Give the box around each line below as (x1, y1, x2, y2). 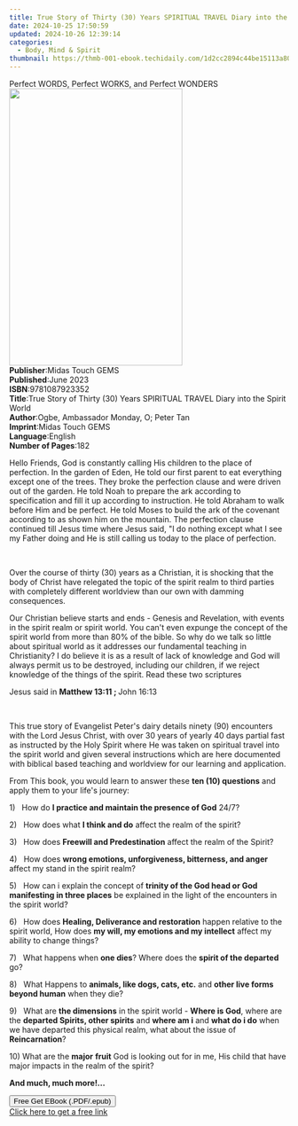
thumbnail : (9, 54, 50, 63)
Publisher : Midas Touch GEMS (9, 365, 120, 375)
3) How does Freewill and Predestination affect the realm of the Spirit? (9, 837, 274, 847)
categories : (9, 37, 53, 47)
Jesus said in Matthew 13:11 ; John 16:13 (9, 686, 158, 697)
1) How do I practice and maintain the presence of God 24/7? (9, 802, 240, 812)
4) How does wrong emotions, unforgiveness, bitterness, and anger (9, 854, 269, 864)
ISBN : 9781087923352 (9, 384, 90, 395)
